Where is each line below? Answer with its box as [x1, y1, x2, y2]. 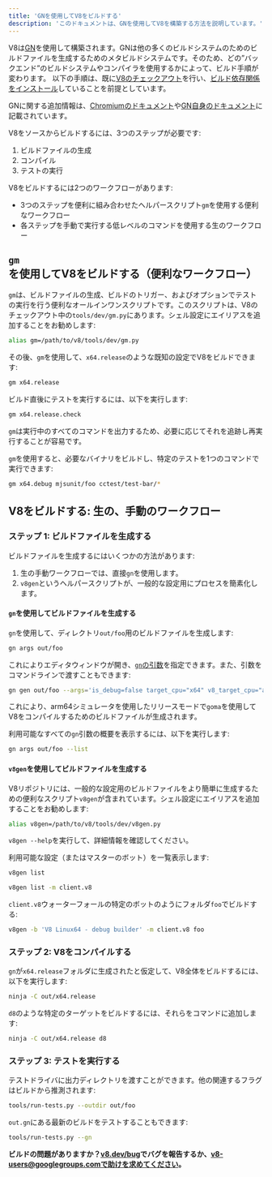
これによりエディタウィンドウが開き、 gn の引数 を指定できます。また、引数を [8, 659, 262, 669]
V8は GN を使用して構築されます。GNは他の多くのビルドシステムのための [8, 42, 251, 53]
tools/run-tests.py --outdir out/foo [8, 1102, 136, 1110]
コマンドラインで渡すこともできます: [8, 670, 131, 680]
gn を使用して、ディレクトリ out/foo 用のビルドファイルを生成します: [8, 628, 234, 638]
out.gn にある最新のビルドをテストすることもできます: [8, 1117, 189, 1128]
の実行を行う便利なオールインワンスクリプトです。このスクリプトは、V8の [8, 300, 258, 310]
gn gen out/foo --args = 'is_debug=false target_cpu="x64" [8, 686, 205, 694]
